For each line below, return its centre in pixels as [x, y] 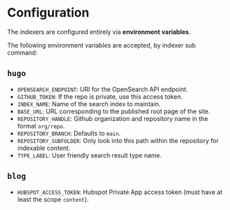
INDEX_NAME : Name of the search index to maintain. [89, 104]
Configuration [48, 13]
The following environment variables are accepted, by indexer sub [101, 45]
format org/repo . [41, 126]
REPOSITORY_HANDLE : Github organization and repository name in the [113, 118]
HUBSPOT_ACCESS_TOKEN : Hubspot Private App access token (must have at [120, 192]
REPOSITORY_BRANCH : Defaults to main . [69, 133]
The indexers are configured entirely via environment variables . [99, 32]
